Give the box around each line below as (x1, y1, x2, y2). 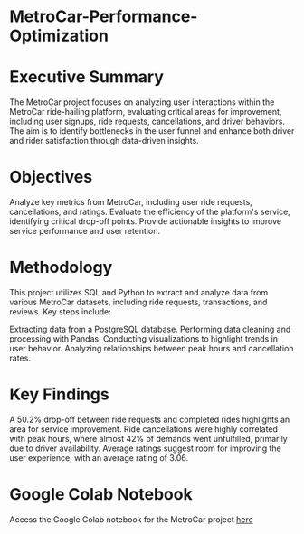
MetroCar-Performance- (9, 6, 198, 27)
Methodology (9, 258, 113, 277)
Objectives (9, 167, 93, 187)
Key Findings (9, 384, 110, 405)
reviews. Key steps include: (9, 306, 111, 317)
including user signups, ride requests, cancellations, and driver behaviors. (9, 116, 285, 127)
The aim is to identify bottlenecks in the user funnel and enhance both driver (9, 126, 295, 136)
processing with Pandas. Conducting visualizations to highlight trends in (9, 333, 279, 344)
